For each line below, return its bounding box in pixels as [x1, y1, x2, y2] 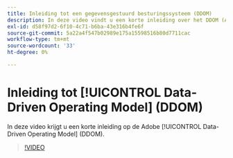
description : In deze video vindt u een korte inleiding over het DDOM [7, 17, 218, 24]
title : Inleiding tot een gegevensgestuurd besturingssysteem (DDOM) [7, 10, 213, 17]
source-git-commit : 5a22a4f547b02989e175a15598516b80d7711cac [7, 29, 191, 37]
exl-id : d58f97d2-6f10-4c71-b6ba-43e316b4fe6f [7, 23, 144, 30]
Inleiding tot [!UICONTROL [7, 85, 162, 100]
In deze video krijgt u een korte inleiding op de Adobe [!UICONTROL [7, 122, 202, 130]
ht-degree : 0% [7, 49, 49, 56]
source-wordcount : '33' [7, 42, 76, 49]
